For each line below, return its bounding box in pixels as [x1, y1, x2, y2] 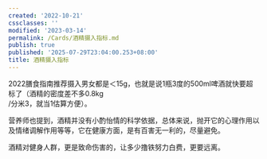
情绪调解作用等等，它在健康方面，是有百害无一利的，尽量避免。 [14, 125, 225, 135]
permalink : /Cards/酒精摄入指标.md [8, 33, 120, 42]
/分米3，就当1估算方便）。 [8, 99, 92, 108]
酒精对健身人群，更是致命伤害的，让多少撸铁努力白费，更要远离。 [8, 142, 225, 152]
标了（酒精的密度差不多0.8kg [8, 88, 104, 98]
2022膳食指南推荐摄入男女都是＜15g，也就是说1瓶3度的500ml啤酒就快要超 [8, 79, 253, 88]
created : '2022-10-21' [8, 11, 84, 20]
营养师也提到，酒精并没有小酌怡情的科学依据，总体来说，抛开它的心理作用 [8, 115, 253, 125]
